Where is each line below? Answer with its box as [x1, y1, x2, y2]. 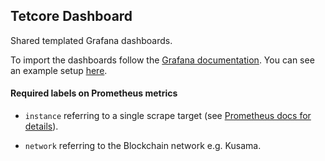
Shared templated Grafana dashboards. [10, 34, 173, 46]
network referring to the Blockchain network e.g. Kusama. [24, 140, 262, 152]
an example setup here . [10, 64, 108, 76]
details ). [24, 120, 59, 133]
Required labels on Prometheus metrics [10, 87, 178, 99]
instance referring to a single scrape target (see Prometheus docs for [24, 110, 312, 122]
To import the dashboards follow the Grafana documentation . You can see [10, 54, 315, 66]
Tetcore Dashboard [10, 8, 133, 25]
